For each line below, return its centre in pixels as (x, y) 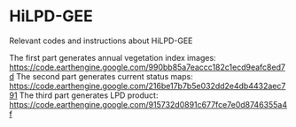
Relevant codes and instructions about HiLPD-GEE (101, 41)
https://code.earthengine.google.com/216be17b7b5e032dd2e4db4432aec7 (148, 86)
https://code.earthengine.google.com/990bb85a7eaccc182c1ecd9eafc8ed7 (148, 67)
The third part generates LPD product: (89, 95)
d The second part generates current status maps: (101, 76)
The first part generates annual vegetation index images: (113, 57)
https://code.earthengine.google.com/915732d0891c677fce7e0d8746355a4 (148, 104)
